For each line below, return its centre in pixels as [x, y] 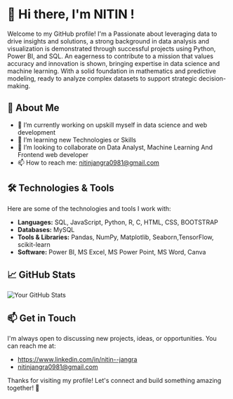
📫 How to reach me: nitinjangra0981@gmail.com [88, 162]
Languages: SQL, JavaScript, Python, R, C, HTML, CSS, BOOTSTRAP [118, 222]
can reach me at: [32, 346]
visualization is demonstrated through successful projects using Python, [112, 48]
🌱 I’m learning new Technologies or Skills [77, 140]
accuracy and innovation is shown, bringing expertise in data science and [114, 63]
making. [19, 86]
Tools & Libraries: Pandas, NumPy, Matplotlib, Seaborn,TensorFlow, [115, 237]
